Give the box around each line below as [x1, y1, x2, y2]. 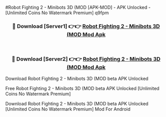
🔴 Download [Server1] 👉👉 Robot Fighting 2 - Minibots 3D [12, 22, 160, 30]
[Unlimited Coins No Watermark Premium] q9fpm [5, 10, 109, 16]
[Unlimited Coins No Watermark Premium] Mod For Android [5, 106, 131, 112]
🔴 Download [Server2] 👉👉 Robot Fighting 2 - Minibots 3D [11, 55, 161, 63]
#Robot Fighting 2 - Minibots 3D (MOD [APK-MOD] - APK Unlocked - [5, 5, 151, 10]
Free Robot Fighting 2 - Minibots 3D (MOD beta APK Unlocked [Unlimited [5, 85, 160, 91]
